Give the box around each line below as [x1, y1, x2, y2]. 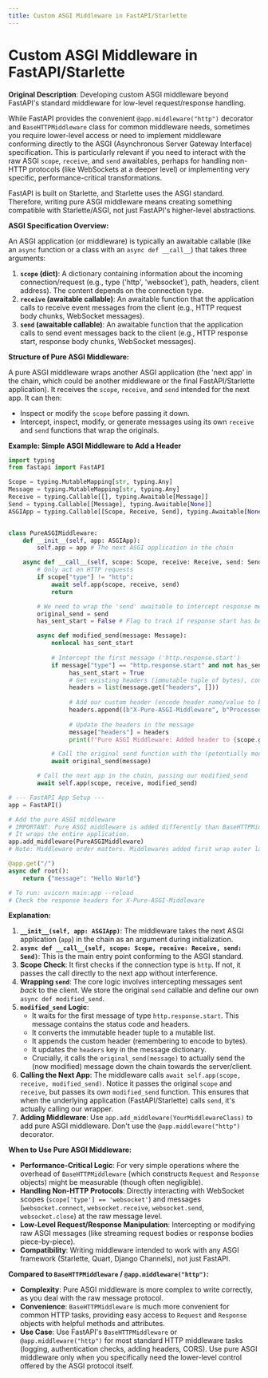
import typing [8, 456, 56, 464]
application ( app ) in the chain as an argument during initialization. [19, 935, 234, 944]
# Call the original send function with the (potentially [50, 750, 248, 758]
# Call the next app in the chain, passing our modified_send [37, 772, 248, 780]
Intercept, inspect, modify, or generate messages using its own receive [19, 417, 254, 426]
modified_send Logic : [19, 1003, 89, 1012]
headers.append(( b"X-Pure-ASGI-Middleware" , [69, 706, 219, 715]
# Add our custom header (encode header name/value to [69, 699, 255, 707]
